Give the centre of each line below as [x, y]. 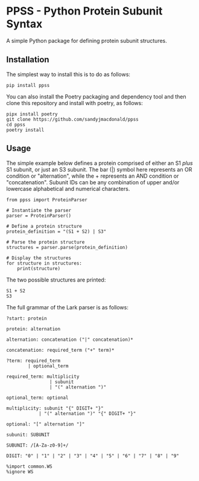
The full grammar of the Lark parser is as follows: [67, 307]
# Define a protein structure [44, 226]
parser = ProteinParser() [39, 216]
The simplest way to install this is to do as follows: [68, 74]
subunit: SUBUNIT [28, 434]
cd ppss [16, 124]
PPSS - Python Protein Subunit [84, 11]
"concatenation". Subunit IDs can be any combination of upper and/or [93, 182]
